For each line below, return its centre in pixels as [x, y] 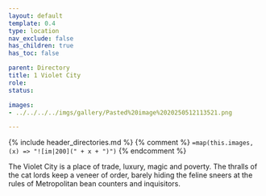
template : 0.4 [32, 23]
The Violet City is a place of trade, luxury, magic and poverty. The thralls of [133, 167]
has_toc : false [34, 53]
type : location [34, 31]
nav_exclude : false [41, 38]
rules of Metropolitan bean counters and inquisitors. [95, 184]
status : [21, 90]
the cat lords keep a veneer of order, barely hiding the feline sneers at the [131, 175]
